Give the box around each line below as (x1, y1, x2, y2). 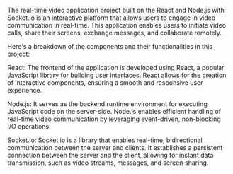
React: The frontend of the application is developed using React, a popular (7, 64, 225, 71)
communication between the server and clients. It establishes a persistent (7, 144, 223, 151)
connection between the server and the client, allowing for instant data (7, 151, 214, 159)
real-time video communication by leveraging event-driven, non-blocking (7, 115, 221, 123)
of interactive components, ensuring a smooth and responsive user (7, 79, 203, 87)
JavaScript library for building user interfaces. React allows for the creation (7, 71, 227, 79)
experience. (7, 86, 42, 94)
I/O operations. (7, 122, 51, 130)
